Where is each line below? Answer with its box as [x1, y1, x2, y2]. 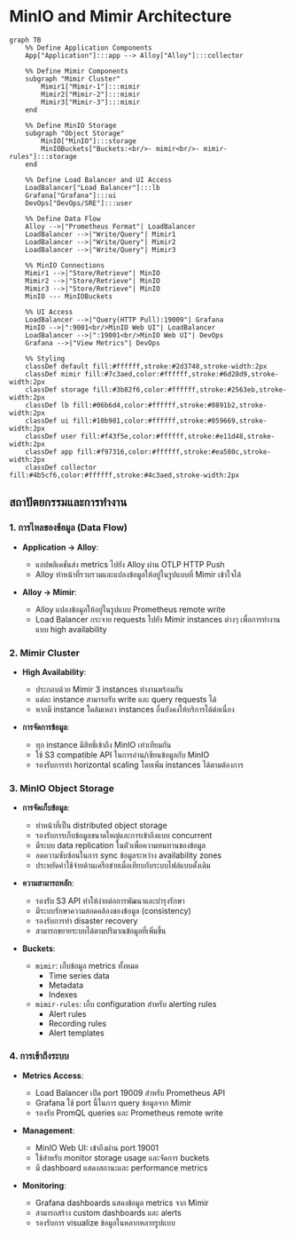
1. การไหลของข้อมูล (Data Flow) [9, 521, 128, 534]
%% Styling [25, 353, 66, 363]
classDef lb [25, 401, 69, 409]
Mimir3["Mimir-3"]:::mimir [41, 98, 141, 107]
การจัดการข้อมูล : [21, 721, 70, 732]
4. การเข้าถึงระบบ [9, 1050, 69, 1062]
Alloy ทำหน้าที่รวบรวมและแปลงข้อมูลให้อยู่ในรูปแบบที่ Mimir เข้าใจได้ [35, 568, 242, 579]
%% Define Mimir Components [25, 67, 128, 75]
